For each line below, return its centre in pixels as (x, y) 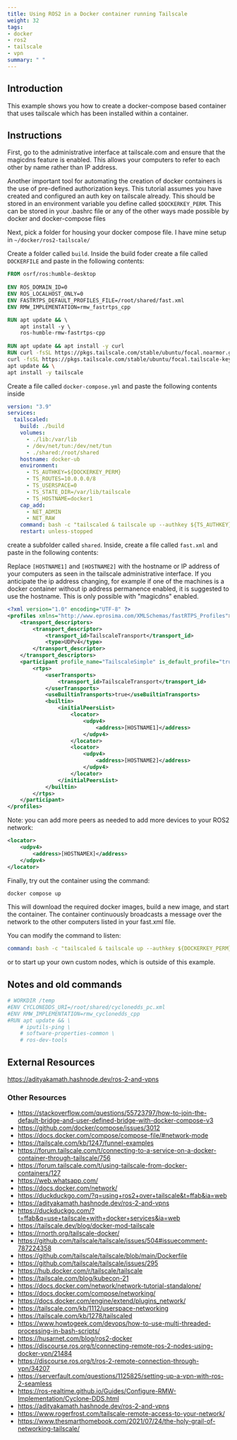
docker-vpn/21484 (45, 1354)
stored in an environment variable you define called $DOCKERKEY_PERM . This (115, 204)
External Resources (51, 1062)
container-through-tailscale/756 (64, 1158)
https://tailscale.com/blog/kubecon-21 (73, 1279)
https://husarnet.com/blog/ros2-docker (75, 1339)
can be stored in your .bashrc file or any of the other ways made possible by (118, 211)
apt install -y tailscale (45, 372)
